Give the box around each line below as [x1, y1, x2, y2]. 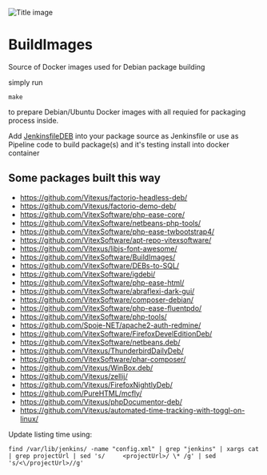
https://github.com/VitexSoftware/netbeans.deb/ [19, 337, 181, 347]
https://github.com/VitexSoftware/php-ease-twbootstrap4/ [19, 227, 214, 236]
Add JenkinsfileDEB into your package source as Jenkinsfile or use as [8, 131, 239, 140]
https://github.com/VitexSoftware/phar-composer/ [19, 354, 186, 364]
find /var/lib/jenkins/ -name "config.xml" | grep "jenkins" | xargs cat [8, 445, 260, 453]
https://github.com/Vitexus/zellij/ [19, 371, 128, 380]
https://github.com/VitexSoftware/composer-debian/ [19, 295, 194, 304]
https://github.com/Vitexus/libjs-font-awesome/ [19, 244, 177, 253]
